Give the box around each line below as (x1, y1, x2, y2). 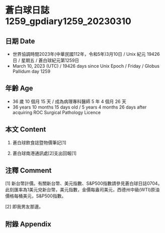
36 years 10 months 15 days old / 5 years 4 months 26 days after (12, 104, 147, 110)
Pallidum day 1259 (12, 68, 51, 74)
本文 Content (5, 125, 46, 134)
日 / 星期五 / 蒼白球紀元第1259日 (12, 57, 79, 63)
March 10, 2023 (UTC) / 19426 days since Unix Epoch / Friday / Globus (12, 63, 160, 69)
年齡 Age (5, 84, 33, 93)
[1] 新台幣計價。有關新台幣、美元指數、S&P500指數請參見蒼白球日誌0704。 (5, 180, 162, 186)
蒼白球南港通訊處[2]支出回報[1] (12, 150, 77, 156)
